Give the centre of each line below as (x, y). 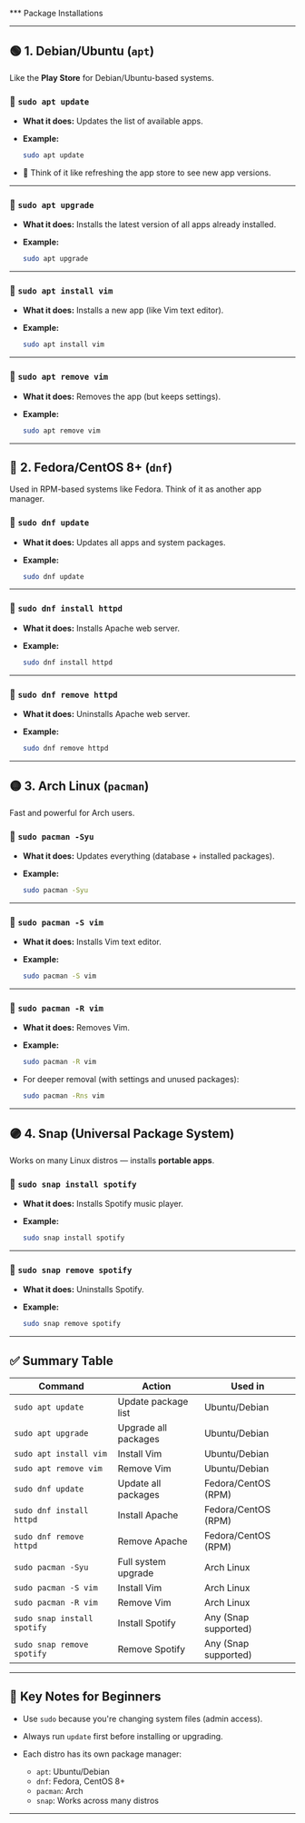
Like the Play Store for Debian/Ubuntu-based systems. (112, 77)
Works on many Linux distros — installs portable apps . (112, 1160)
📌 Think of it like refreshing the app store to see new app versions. (147, 173)
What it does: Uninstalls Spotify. (83, 1290)
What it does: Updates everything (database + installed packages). (148, 856)
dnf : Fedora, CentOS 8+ (80, 1781)
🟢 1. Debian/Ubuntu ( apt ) (82, 51)
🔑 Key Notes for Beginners (85, 1697)
